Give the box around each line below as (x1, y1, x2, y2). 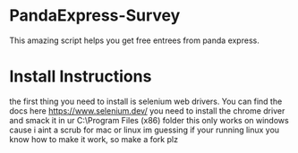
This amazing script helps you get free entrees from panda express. (9, 35, 260, 46)
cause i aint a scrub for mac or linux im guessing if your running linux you (9, 124, 280, 135)
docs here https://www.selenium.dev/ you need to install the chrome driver (9, 105, 285, 116)
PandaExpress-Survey (9, 5, 181, 26)
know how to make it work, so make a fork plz (9, 133, 179, 144)
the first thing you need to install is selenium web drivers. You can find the (9, 96, 283, 106)
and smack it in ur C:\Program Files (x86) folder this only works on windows (9, 115, 289, 125)
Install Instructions (9, 66, 152, 87)
